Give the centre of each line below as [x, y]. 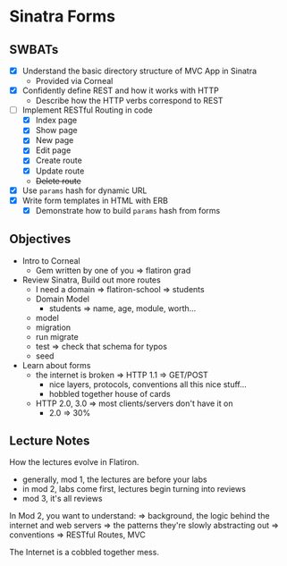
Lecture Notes [50, 440]
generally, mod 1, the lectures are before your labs [114, 479]
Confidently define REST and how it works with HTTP [120, 90]
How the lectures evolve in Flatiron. [74, 462]
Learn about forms [56, 365]
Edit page [53, 150]
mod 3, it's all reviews [62, 499]
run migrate [57, 336]
